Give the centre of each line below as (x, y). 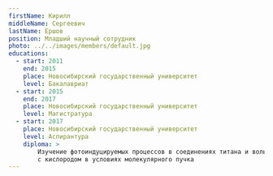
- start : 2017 (39, 122)
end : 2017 (40, 99)
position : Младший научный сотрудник (72, 39)
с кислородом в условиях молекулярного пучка (116, 159)
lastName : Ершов (36, 31)
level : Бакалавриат (56, 84)
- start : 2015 (39, 91)
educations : (28, 54)
